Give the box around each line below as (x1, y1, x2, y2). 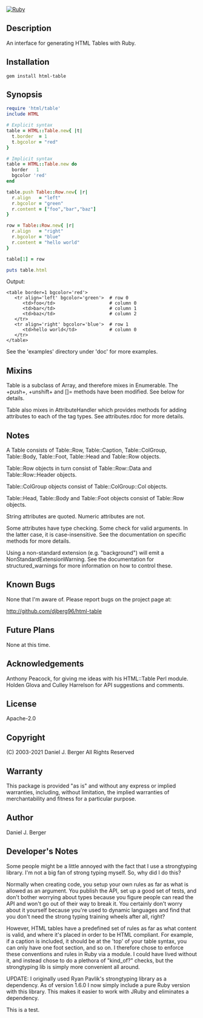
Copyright (6, 732, 45, 743)
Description (6, 23, 52, 33)
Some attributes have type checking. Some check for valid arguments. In (6, 524, 188, 532)
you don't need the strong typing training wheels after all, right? (6, 913, 165, 920)
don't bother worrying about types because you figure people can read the (6, 893, 194, 900)
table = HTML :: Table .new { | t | (6, 128, 83, 134)
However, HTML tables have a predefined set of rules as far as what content (6, 925, 197, 932)
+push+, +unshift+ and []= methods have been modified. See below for (6, 388, 185, 395)
